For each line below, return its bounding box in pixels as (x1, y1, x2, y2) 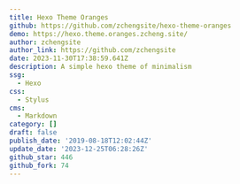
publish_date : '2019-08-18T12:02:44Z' (9, 136, 152, 145)
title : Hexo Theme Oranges (9, 12, 109, 22)
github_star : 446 (9, 152, 74, 162)
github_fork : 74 (9, 161, 69, 170)
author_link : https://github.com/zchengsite (9, 46, 176, 55)
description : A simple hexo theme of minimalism (9, 63, 192, 72)
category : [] (9, 120, 58, 129)
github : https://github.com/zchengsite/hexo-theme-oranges (9, 21, 232, 30)
